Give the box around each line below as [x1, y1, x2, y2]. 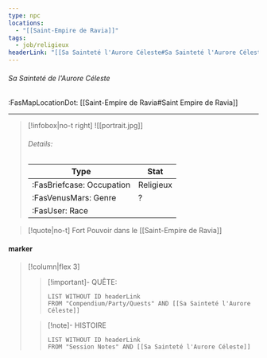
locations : [8, 19, 44, 27]
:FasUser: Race [31, 205, 89, 216]
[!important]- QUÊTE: [47, 277, 118, 286]
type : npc [8, 11, 41, 20]
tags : [8, 33, 26, 42]
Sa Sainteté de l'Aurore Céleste [8, 73, 110, 83]
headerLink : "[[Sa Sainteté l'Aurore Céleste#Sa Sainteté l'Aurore [8, 49, 237, 56]
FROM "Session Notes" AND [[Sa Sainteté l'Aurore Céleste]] [47, 343, 251, 351]
